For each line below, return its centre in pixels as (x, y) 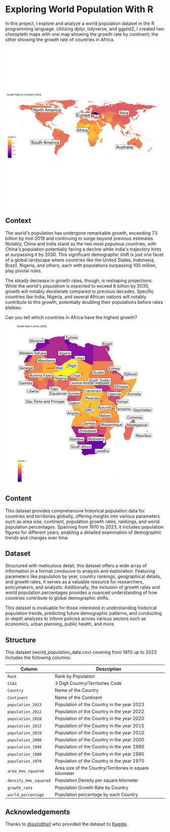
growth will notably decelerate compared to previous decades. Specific (80, 291)
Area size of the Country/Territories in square (102, 768)
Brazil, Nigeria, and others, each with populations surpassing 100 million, (81, 265)
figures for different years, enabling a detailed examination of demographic (83, 532)
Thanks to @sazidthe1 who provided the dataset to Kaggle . (67, 824)
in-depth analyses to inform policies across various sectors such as (76, 619)
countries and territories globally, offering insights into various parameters (83, 516)
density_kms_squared (29, 781)
